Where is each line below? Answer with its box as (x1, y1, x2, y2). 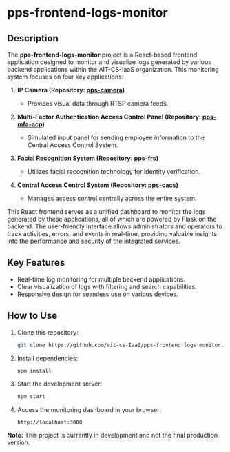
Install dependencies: (17, 354, 79, 362)
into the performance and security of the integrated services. (7, 237, 181, 245)
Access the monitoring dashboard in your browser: (17, 406, 162, 414)
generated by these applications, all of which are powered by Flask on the (7, 215, 217, 223)
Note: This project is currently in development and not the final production (7, 431, 218, 440)
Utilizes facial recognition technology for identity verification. (27, 168, 201, 175)
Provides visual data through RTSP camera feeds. (27, 99, 169, 108)
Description (7, 32, 59, 44)
